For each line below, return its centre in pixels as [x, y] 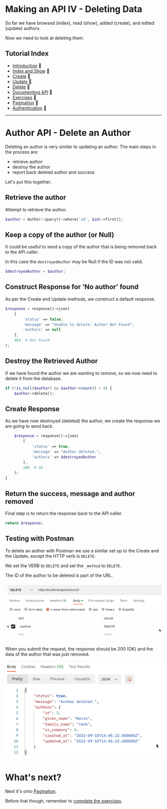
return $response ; [24, 523]
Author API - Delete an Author [68, 133]
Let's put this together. [28, 182]
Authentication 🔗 [29, 108]
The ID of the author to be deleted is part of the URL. [59, 575]
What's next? [33, 777]
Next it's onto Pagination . [31, 792]
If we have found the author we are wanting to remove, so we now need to [81, 373]
